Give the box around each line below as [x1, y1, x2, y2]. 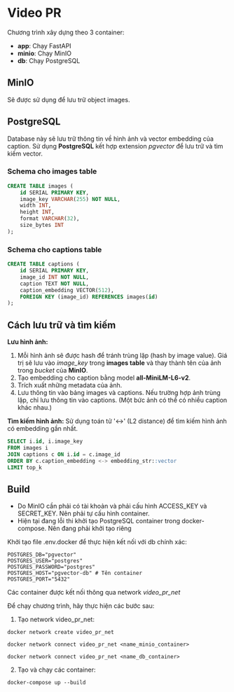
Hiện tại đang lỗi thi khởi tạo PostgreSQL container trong [17, 517, 181, 525]
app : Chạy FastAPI [17, 41, 71, 50]
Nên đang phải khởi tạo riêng [48, 524, 132, 533]
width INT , [20, 202, 52, 209]
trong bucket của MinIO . [17, 366, 88, 375]
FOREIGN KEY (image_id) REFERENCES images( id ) [20, 293, 158, 300]
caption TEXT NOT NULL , [20, 280, 90, 287]
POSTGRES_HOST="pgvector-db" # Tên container [7, 569, 142, 577]
